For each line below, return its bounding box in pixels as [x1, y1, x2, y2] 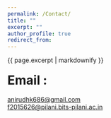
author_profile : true [7, 30, 71, 37]
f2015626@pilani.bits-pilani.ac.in [7, 103, 103, 112]
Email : [7, 72, 47, 88]
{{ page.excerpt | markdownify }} [7, 56, 104, 64]
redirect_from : [7, 37, 52, 44]
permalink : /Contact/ [7, 10, 71, 18]
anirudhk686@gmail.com [7, 95, 81, 104]
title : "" [7, 17, 37, 24]
